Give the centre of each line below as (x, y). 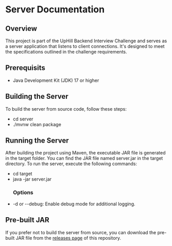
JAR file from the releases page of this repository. (68, 238)
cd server (23, 119)
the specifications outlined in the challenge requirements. (66, 52)
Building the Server (37, 96)
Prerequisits (25, 68)
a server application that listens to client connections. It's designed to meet (85, 46)
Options (23, 192)
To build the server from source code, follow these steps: (66, 109)
